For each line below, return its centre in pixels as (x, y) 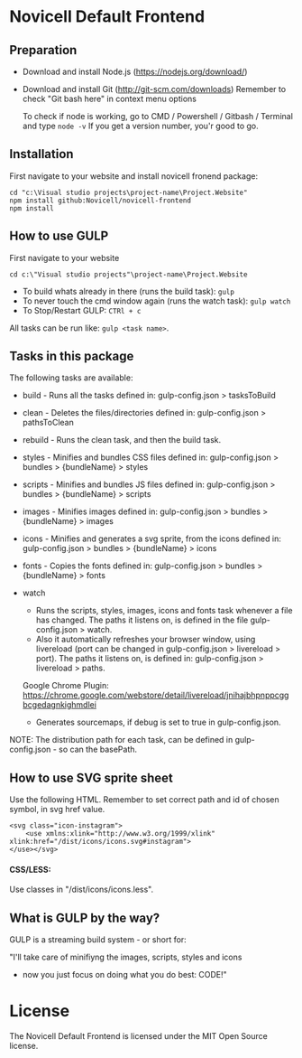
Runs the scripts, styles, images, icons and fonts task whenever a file (164, 611)
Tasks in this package (72, 356)
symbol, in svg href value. (57, 810)
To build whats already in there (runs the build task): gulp (128, 291)
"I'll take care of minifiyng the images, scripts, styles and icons (126, 957)
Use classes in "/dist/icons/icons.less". (82, 889)
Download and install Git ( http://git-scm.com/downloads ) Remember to (154, 89)
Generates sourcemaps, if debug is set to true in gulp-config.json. (158, 722)
